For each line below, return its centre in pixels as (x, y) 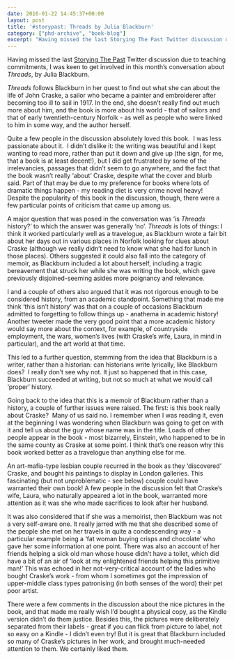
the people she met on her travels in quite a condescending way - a (104, 531)
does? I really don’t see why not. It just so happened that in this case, (107, 372)
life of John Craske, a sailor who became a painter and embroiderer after (111, 96)
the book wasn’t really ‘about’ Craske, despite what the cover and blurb (110, 176)
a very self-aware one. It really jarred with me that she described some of (112, 524)
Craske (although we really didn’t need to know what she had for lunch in (112, 249)
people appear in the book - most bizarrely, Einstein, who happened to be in (116, 438)
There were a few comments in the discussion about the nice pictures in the (116, 604)
